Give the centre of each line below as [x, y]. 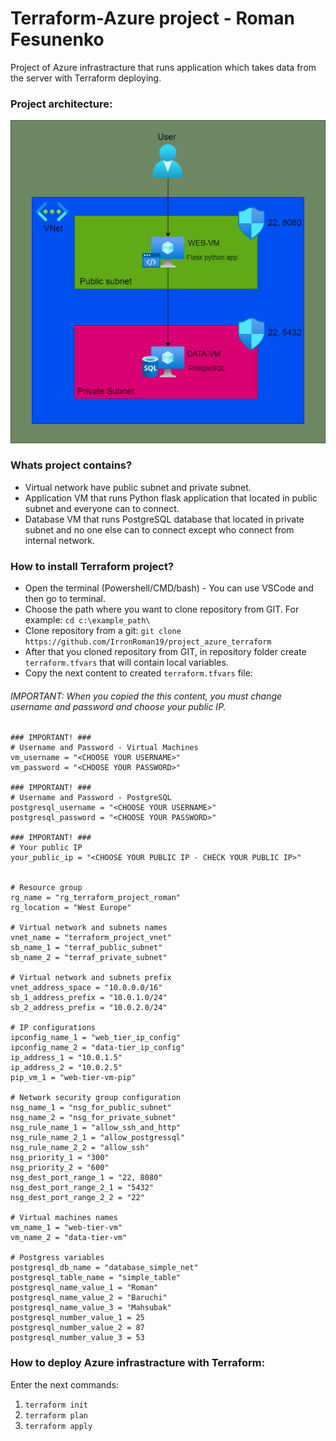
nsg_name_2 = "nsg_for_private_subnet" [93, 1118]
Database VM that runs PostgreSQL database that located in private [164, 519]
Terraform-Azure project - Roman [152, 18]
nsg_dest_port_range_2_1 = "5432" [82, 1188]
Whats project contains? [71, 465]
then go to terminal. [65, 599]
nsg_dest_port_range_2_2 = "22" [77, 1198]
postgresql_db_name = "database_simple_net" [104, 1268]
